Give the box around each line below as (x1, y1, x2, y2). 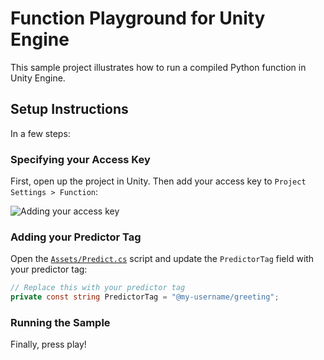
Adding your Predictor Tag (10, 230, 142, 244)
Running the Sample (10, 316, 111, 330)
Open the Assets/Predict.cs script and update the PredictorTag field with (10, 253, 315, 265)
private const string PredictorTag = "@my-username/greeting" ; (10, 292, 280, 302)
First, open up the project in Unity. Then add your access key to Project (10, 175, 307, 187)
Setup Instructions (10, 101, 129, 118)
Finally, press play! (10, 338, 87, 351)
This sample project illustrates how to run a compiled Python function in (10, 61, 307, 73)
